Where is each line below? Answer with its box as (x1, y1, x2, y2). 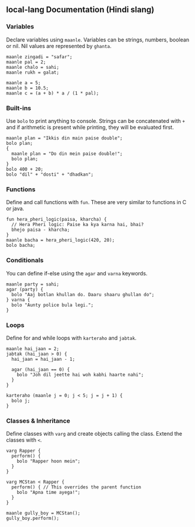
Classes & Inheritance (6, 417, 71, 425)
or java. (6, 205, 25, 212)
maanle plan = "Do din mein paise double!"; (11, 151, 123, 157)
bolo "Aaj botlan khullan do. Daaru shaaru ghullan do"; (11, 291, 155, 297)
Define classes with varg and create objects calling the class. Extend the (6, 430, 183, 437)
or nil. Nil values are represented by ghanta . (6, 42, 112, 49)
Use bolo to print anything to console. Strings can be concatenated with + (6, 117, 185, 124)
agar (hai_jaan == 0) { (11, 366, 70, 373)
